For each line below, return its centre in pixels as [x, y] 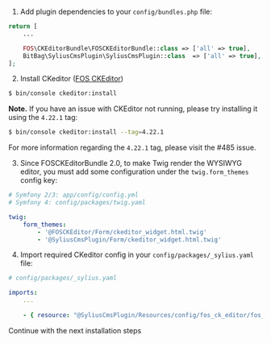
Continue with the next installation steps [75, 330]
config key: [39, 180]
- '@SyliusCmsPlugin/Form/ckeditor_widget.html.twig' [129, 240]
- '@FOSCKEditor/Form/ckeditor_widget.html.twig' [122, 232]
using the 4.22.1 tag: [43, 118]
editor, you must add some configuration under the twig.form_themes [134, 171]
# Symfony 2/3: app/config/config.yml [73, 195]
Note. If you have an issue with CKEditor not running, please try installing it [133, 109]
